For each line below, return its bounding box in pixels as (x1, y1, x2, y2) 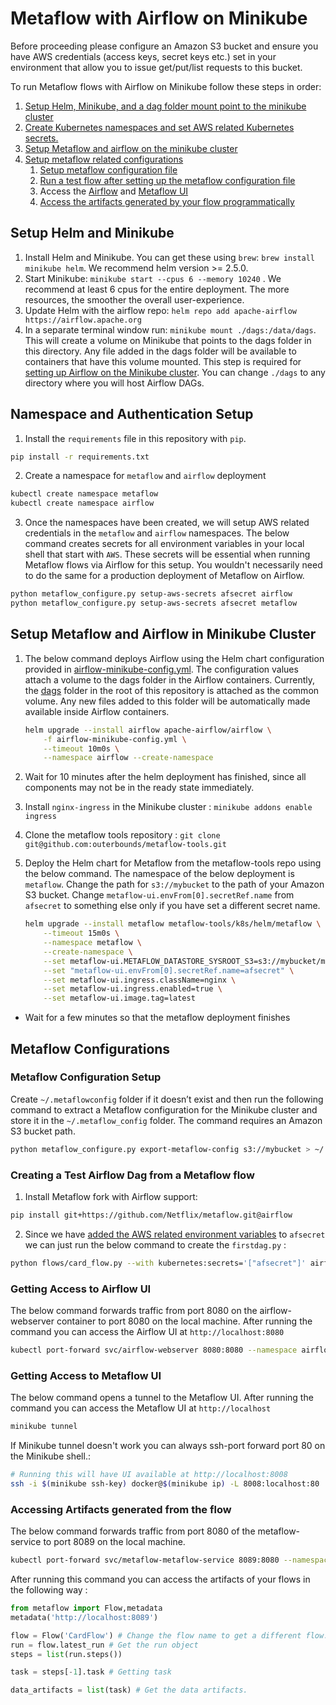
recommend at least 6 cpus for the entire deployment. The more (24, 283, 290, 295)
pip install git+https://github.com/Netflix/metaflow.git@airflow (10, 1210, 293, 1220)
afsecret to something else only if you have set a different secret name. (24, 900, 321, 912)
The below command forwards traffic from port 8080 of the (10, 1525, 256, 1537)
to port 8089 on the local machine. (43, 1536, 186, 1548)
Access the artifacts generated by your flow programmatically (39, 195, 295, 207)
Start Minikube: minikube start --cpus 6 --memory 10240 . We (24, 272, 282, 284)
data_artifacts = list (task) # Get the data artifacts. (10, 1685, 248, 1696)
